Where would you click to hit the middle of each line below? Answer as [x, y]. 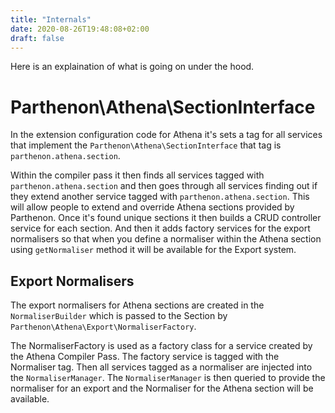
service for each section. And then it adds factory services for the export [160, 228]
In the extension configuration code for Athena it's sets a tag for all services [166, 135]
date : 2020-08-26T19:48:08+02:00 [80, 29]
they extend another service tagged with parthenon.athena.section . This [160, 197]
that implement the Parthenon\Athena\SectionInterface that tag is [146, 145]
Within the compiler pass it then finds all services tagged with [137, 175]
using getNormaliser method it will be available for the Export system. [153, 250]
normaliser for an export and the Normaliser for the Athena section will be [162, 388]
